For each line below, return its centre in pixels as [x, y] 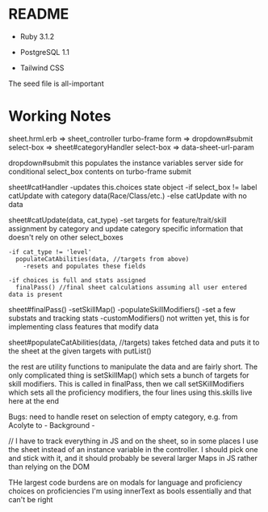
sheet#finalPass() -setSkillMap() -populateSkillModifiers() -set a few [122, 309]
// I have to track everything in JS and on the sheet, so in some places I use [134, 441]
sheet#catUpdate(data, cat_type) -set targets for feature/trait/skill [118, 220]
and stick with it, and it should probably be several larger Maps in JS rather [133, 458]
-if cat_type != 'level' [50, 252]
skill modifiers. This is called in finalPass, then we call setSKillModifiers [126, 383]
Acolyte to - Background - [52, 425]
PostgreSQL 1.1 [45, 52]
